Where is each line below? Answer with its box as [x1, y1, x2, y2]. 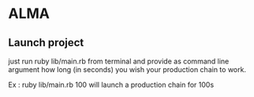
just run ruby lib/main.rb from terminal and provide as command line [8, 56, 230, 66]
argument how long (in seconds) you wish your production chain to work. [8, 65, 247, 74]
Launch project [8, 36, 84, 49]
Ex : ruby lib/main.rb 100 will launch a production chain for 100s [8, 80, 215, 89]
